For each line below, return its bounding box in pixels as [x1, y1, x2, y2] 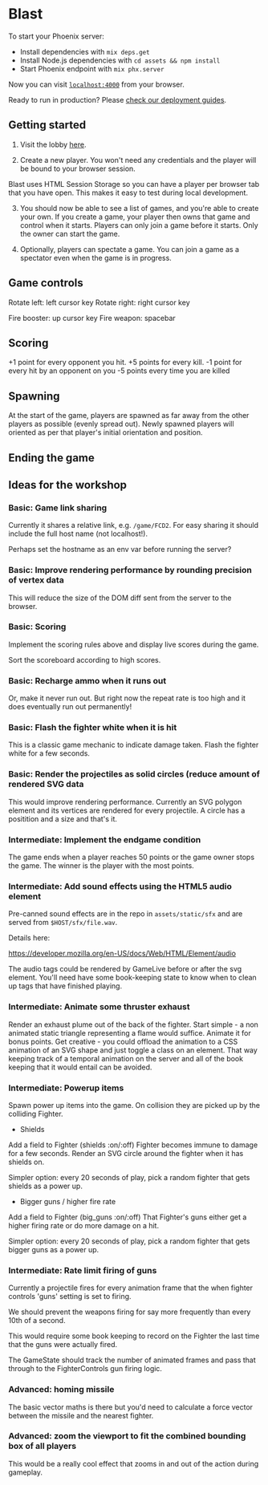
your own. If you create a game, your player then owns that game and [19, 212, 250, 221]
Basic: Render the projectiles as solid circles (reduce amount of [8, 769, 261, 780]
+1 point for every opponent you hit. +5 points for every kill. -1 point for [8, 358, 242, 367]
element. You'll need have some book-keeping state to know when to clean [8, 972, 257, 983]
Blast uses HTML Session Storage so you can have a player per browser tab [8, 179, 260, 189]
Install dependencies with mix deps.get [19, 47, 150, 56]
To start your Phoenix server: [8, 31, 104, 41]
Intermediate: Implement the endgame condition [8, 834, 201, 845]
